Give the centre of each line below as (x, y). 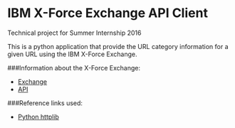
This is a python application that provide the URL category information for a (118, 46)
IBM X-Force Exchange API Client (108, 13)
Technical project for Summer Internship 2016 (74, 33)
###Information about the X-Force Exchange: (74, 68)
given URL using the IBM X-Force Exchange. (72, 54)
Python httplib (38, 117)
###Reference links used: (45, 103)
